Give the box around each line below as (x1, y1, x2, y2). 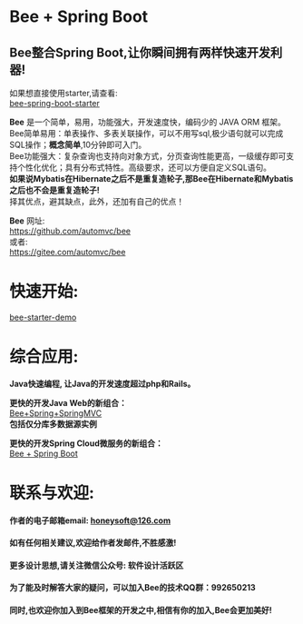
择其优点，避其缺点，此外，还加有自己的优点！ (9, 196, 184, 206)
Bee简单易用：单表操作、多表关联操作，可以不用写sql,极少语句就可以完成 (9, 128, 284, 138)
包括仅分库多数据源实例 (9, 418, 97, 429)
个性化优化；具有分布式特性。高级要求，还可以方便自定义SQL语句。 (16, 162, 272, 173)
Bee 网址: (9, 215, 45, 226)
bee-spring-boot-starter (9, 98, 100, 108)
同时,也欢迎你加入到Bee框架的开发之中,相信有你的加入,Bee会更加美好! (9, 605, 272, 616)
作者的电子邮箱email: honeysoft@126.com (9, 515, 171, 526)
